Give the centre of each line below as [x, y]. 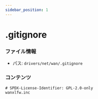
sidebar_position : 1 [27, 10]
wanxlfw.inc [18, 93]
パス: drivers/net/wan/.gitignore [47, 63]
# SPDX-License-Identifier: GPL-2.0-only [49, 88]
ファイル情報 [21, 51]
